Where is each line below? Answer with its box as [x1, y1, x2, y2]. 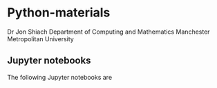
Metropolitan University [7, 34, 74, 43]
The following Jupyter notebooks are [7, 73, 113, 81]
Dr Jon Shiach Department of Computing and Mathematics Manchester [7, 27, 210, 36]
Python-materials [7, 5, 111, 21]
